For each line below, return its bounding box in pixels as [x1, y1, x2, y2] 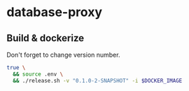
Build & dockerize [6, 32, 85, 44]
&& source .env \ [13, 71, 64, 78]
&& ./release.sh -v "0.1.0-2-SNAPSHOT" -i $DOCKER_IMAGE [13, 77, 183, 84]
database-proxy [6, 4, 103, 20]
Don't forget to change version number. [6, 50, 120, 59]
